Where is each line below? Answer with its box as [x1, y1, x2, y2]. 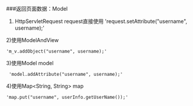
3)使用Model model [6, 60, 54, 66]
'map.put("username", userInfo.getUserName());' [6, 94, 128, 100]
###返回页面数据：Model [6, 5, 68, 12]
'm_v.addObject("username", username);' [6, 49, 108, 54]
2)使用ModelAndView [6, 37, 59, 43]
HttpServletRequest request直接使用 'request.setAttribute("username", [14, 18, 188, 25]
